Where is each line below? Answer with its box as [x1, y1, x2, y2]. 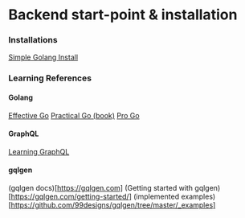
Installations [8, 35, 58, 46]
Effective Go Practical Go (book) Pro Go [8, 110, 140, 120]
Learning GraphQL [8, 146, 70, 156]
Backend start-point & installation [8, 6, 238, 24]
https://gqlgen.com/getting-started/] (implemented [10, 191, 179, 202]
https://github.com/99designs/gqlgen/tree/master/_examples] [10, 200, 216, 210]
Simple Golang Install [8, 52, 79, 62]
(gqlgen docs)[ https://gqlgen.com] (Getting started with [8, 183, 194, 193]
